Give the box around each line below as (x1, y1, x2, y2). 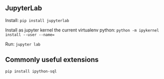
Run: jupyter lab (5, 41, 41, 47)
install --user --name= (5, 32, 55, 37)
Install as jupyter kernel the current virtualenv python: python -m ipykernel (5, 27, 159, 33)
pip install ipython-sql (5, 68, 57, 74)
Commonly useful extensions (5, 55, 99, 64)
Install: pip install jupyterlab (5, 17, 69, 23)
